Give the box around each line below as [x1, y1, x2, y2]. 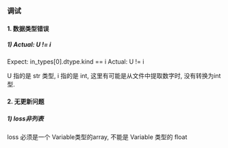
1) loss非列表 [7, 114, 44, 123]
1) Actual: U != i [7, 40, 51, 49]
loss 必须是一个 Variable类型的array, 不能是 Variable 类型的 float [7, 133, 188, 141]
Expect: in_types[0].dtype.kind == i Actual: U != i [7, 58, 144, 66]
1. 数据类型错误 [7, 24, 49, 32]
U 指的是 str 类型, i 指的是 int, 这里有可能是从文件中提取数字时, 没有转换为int [7, 72, 221, 80]
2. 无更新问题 [7, 97, 45, 106]
